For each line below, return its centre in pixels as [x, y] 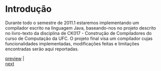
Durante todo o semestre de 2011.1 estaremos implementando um [72, 23]
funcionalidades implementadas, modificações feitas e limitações [72, 43]
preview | [15, 58]
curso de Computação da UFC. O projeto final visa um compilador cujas [79, 38]
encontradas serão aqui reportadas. [42, 49]
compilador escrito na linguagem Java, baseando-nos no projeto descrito [80, 28]
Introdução [28, 9]
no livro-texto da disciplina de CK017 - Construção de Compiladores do [79, 33]
